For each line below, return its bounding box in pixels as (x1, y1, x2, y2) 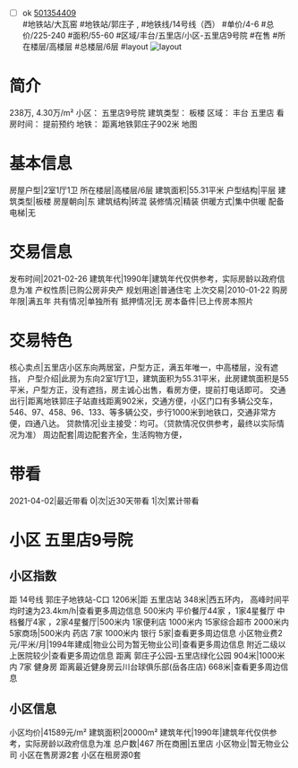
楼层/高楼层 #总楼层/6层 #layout (30, 41, 149, 52)
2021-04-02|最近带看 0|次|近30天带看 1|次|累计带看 (9, 495, 200, 506)
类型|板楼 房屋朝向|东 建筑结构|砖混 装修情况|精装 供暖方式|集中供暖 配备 (16, 196, 285, 206)
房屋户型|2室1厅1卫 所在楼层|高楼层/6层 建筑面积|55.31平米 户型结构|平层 (9, 184, 277, 196)
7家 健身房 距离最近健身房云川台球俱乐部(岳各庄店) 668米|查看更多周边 (19, 661, 281, 672)
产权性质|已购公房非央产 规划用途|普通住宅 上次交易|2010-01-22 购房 (34, 284, 288, 295)
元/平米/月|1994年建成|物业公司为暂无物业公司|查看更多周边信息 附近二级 (9, 639, 279, 650)
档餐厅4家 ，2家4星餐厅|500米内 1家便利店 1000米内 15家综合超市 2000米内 (9, 616, 289, 627)
